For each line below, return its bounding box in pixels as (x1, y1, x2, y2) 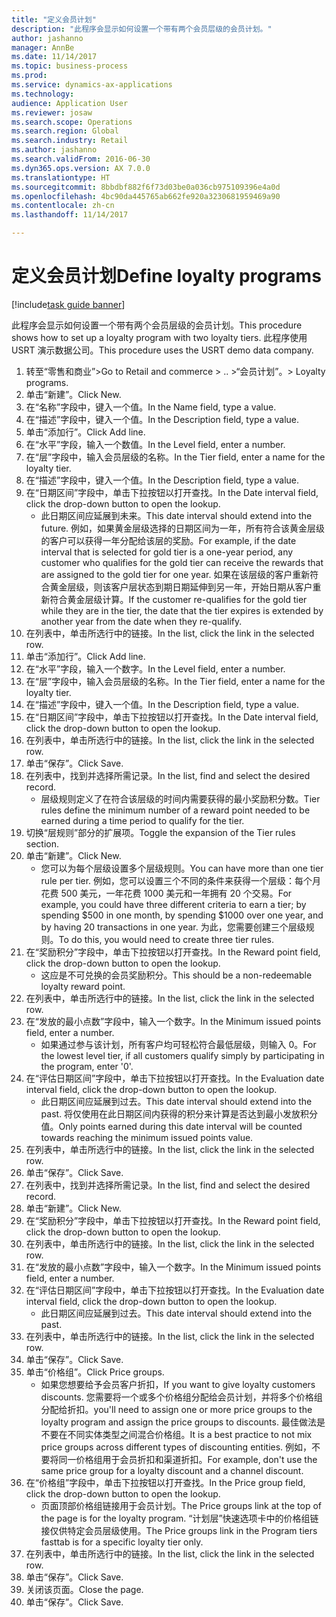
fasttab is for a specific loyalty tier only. (40, 1536, 204, 1548)
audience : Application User (11, 98, 129, 108)
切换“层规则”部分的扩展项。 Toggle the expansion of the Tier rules (25, 826, 296, 838)
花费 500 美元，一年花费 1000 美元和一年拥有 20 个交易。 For (40, 887, 293, 899)
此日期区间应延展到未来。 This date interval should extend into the (40, 509, 313, 521)
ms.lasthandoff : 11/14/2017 (11, 210, 129, 220)
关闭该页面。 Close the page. (25, 1583, 144, 1595)
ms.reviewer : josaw (11, 107, 93, 118)
